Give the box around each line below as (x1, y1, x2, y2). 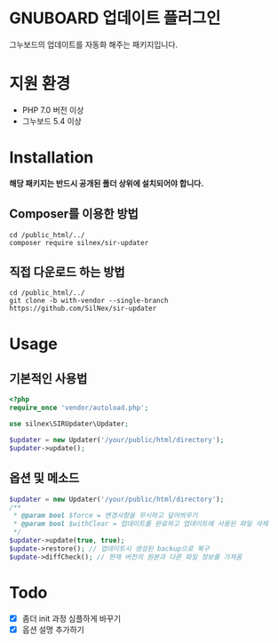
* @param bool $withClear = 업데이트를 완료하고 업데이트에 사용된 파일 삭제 (12, 520, 268, 528)
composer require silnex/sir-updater (9, 238, 149, 247)
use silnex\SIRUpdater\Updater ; (9, 419, 129, 429)
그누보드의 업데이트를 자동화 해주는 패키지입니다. (9, 39, 179, 50)
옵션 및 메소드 (9, 471, 80, 486)
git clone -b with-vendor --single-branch (9, 297, 169, 306)
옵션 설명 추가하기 (21, 623, 84, 635)
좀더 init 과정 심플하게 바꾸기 (21, 613, 122, 623)
